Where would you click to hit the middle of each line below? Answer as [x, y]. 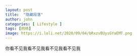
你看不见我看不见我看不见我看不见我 [43, 48]
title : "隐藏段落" [24, 15]
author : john [19, 19]
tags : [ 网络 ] [18, 29]
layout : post [19, 10]
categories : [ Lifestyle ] [34, 24]
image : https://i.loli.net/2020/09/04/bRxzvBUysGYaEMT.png [69, 33]
